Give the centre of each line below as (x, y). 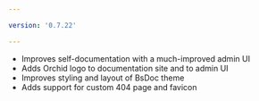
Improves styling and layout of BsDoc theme (103, 78)
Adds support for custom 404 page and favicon (109, 87)
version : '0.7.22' (42, 25)
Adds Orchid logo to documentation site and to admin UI (125, 68)
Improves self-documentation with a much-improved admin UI (136, 58)
